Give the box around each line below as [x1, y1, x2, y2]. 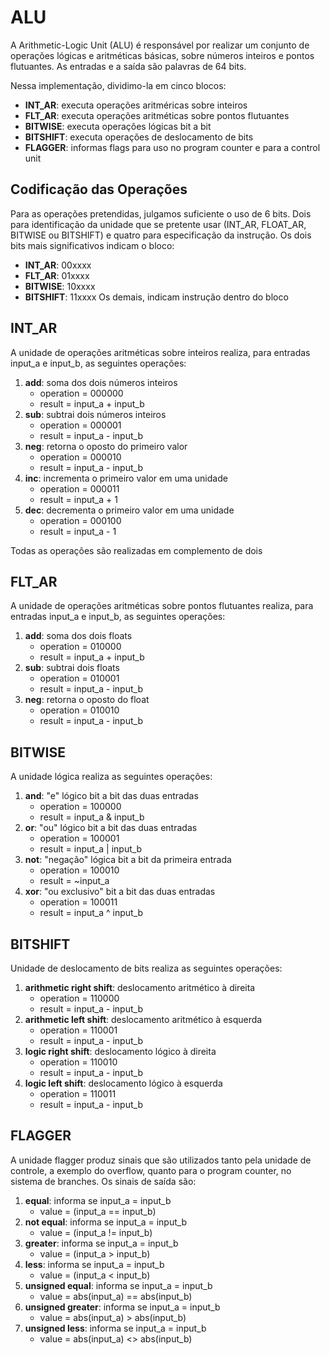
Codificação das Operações [10, 181, 188, 198]
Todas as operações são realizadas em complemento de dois [10, 544, 263, 556]
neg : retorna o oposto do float [24, 694, 150, 706]
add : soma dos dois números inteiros [24, 376, 178, 388]
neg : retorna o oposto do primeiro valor [24, 440, 188, 452]
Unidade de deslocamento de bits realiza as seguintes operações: [10, 962, 283, 974]
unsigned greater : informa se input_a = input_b [24, 1301, 221, 1313]
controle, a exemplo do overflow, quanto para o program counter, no [10, 1164, 292, 1176]
